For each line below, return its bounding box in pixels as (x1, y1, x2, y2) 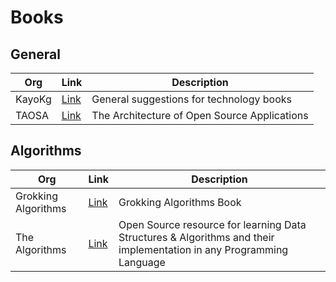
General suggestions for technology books (91, 92, 292, 106)
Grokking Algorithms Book (118, 195, 242, 209)
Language (118, 255, 166, 269)
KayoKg (15, 92, 52, 106)
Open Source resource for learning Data (118, 217, 307, 231)
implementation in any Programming (118, 242, 289, 256)
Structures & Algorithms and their (118, 230, 275, 244)
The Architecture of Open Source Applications (91, 109, 309, 122)
